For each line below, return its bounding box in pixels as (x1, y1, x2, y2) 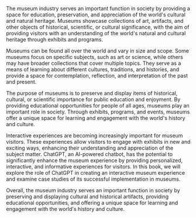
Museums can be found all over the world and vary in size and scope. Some (6, 47, 189, 54)
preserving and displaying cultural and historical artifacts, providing (6, 193, 169, 200)
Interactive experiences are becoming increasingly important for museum (6, 132, 183, 139)
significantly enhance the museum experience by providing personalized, (6, 157, 183, 164)
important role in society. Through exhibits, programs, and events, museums (6, 108, 190, 115)
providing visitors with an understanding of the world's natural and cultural (6, 30, 186, 37)
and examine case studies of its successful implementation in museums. (6, 175, 181, 182)
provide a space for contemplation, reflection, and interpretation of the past (6, 72, 188, 79)
